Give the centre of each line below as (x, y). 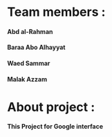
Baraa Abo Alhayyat (36, 47)
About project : (51, 107)
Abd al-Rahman (30, 31)
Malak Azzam (27, 79)
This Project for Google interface (55, 127)
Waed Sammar (29, 63)
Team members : (56, 12)
